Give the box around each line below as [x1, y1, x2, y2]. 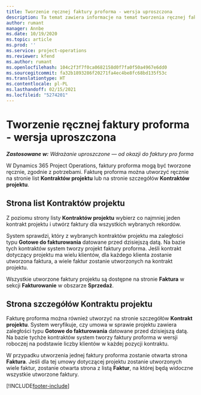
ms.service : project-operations [6, 48, 87, 54]
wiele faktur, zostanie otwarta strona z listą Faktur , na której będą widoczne [6, 365, 193, 372]
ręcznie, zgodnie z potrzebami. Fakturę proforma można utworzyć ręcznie [6, 168, 189, 175]
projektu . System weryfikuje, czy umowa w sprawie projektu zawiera [6, 321, 177, 329]
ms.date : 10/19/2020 [6, 31, 58, 37]
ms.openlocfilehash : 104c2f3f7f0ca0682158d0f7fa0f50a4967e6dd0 [6, 64, 167, 71]
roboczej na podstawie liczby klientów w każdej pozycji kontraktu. [6, 340, 169, 347]
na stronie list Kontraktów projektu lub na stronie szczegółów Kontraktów [6, 174, 190, 182]
